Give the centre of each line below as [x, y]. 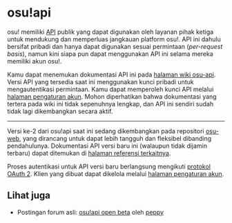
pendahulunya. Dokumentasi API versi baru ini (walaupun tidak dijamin [107, 146]
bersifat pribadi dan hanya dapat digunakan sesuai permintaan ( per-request [115, 46]
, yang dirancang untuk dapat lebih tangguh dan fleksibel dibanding [115, 138]
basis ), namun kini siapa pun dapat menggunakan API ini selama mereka [110, 54]
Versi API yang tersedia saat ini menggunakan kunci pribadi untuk [101, 81]
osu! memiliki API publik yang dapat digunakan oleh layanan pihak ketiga [110, 32]
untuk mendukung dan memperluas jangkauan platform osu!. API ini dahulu [114, 39]
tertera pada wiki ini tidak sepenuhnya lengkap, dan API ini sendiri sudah [110, 104]
